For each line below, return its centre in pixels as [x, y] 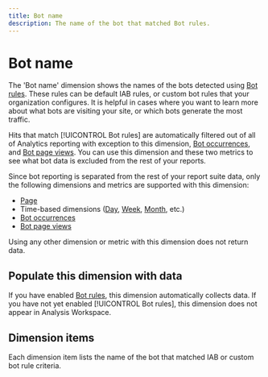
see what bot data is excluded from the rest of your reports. [107, 161]
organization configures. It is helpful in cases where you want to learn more [134, 102]
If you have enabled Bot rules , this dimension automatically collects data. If [132, 296]
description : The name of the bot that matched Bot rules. [109, 23]
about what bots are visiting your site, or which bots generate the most [126, 111]
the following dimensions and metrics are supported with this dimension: [129, 185]
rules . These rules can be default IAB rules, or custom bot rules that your [129, 94]
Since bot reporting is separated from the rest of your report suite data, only [134, 176]
